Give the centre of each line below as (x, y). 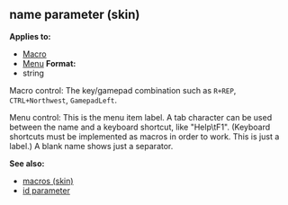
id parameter (46, 190)
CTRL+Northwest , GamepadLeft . (63, 100)
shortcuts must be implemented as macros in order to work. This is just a (144, 136)
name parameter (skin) (75, 15)
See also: (27, 163)
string (33, 73)
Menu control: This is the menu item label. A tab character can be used (141, 117)
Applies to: (30, 36)
